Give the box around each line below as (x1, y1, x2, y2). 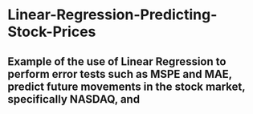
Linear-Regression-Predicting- (7, 6, 218, 24)
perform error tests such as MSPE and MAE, (7, 67, 232, 81)
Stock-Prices (7, 22, 96, 41)
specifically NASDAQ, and (7, 92, 141, 106)
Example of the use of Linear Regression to (7, 55, 226, 68)
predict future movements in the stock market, (7, 79, 246, 93)
